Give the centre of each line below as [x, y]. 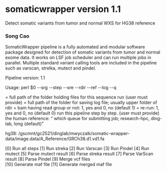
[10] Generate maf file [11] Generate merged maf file [59, 164]
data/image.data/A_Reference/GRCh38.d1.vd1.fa [55, 139]
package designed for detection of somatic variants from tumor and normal [83, 52]
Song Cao [17, 36]
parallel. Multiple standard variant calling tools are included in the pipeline [81, 63]
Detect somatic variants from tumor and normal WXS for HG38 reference [80, 23]
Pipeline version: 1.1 [25, 78]
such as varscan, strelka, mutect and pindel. [51, 68]
